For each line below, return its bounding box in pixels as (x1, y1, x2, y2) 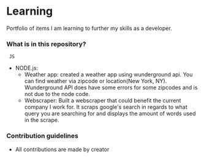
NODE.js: (15, 64, 39, 72)
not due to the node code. (24, 91, 90, 98)
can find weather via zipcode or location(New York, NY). (24, 78, 167, 85)
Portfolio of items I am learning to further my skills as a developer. (6, 24, 173, 32)
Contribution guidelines (6, 131, 78, 140)
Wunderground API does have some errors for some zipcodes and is (24, 84, 198, 91)
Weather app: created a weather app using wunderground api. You (24, 71, 193, 78)
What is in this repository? (6, 40, 86, 48)
